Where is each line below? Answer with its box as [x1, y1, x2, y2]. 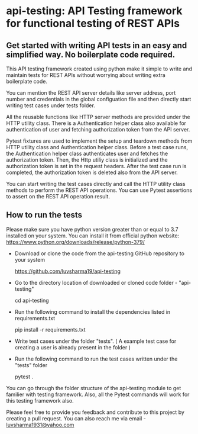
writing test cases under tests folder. [6, 102, 96, 109]
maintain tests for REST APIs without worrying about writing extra [6, 72, 165, 78]
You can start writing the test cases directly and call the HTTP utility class [6, 181, 186, 187]
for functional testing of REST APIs [6, 17, 180, 30]
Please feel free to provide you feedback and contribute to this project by [6, 409, 185, 416]
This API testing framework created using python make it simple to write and [6, 65, 193, 72]
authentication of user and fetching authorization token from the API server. [6, 126, 190, 133]
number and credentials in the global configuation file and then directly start [6, 96, 191, 102]
